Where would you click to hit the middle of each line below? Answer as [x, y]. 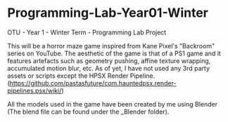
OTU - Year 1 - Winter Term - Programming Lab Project [87, 32]
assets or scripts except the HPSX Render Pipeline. [81, 76]
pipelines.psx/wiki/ [34, 90]
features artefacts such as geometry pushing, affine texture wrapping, [109, 60]
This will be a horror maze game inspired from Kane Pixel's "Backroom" [111, 46]
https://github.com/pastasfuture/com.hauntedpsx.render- [93, 83]
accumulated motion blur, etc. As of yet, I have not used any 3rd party [108, 68]
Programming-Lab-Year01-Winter [108, 13]
